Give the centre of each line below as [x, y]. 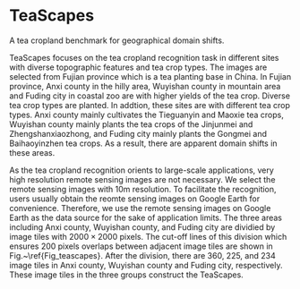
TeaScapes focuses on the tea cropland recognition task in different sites [144, 57]
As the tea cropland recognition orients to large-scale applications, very [142, 170]
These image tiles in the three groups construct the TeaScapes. [126, 275]
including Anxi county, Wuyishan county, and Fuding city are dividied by [142, 227]
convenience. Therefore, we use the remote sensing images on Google [140, 208]
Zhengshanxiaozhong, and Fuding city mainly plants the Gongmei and [138, 133]
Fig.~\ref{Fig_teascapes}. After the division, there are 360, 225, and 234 [142, 255]
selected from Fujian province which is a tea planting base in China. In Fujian [150, 76]
